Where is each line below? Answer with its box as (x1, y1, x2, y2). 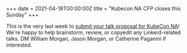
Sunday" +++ (6, 11, 39, 18)
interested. (6, 41, 32, 48)
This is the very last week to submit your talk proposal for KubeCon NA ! (6, 23, 180, 29)
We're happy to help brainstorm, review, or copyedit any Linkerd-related (6, 29, 181, 36)
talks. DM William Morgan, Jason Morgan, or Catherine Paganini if (6, 35, 166, 42)
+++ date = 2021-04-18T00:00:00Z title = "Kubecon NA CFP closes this (6, 5, 181, 12)
